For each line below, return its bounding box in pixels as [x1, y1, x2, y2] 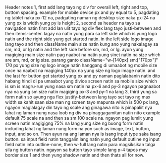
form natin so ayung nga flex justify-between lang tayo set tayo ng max [5, 94, 151, 100]
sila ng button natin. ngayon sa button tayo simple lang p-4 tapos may [5, 147, 148, 153]
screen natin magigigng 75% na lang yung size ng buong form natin [5, 120, 144, 126]
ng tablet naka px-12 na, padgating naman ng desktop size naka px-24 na [5, 15, 155, 20]
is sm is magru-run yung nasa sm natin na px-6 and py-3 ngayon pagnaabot [5, 83, 161, 89]
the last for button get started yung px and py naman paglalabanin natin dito [5, 73, 160, 79]
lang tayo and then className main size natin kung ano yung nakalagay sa [5, 41, 159, 47]
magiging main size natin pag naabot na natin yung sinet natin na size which [5, 52, 161, 58]
